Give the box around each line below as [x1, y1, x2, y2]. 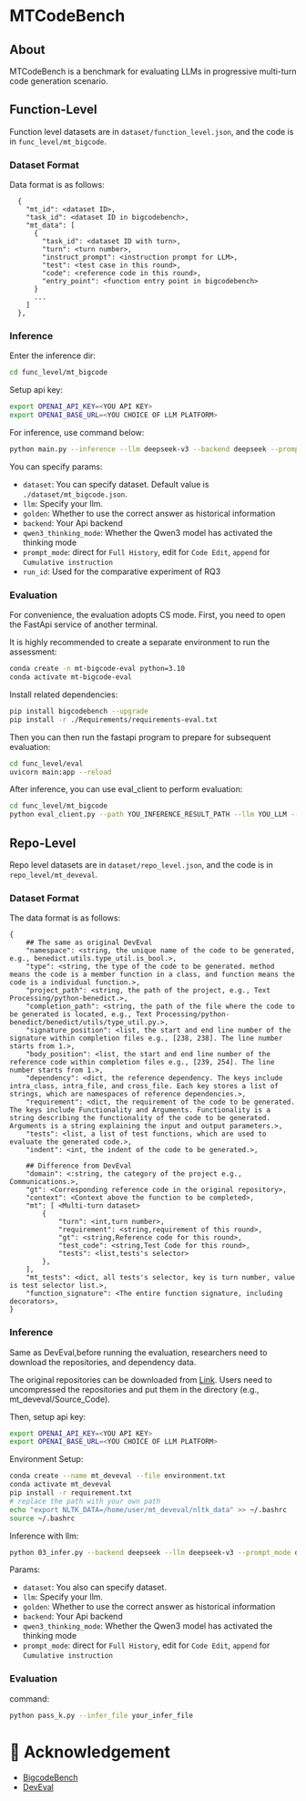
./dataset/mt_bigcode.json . [22, 489, 127, 499]
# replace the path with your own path [9, 1497, 161, 1506]
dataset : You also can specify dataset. [22, 1582, 167, 1593]
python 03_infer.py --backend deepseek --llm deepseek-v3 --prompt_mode [9, 1548, 291, 1557]
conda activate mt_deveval [9, 1480, 112, 1489]
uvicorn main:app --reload [9, 767, 112, 777]
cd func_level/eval [9, 758, 84, 768]
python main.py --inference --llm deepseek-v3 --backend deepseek [9, 445, 267, 454]
